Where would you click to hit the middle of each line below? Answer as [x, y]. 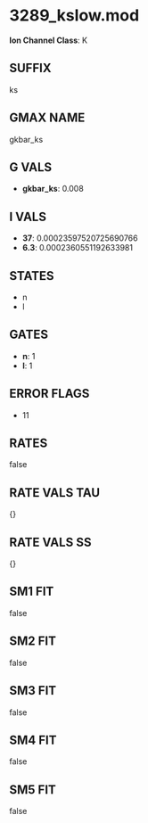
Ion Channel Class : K [48, 40]
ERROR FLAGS [49, 394]
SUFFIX [30, 68]
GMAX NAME [47, 118]
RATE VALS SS [50, 542]
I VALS [28, 216]
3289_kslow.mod [74, 16]
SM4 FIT [33, 740]
